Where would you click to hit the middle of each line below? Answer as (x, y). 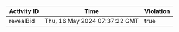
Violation (157, 11)
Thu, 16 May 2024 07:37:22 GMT (92, 21)
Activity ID (24, 11)
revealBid (22, 21)
